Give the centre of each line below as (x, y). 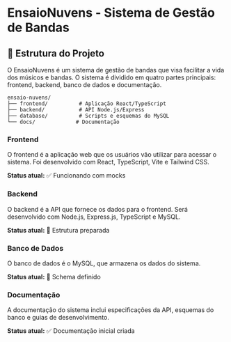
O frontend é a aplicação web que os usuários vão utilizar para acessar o (112, 155)
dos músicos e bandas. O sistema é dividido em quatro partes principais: (112, 77)
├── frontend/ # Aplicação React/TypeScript (87, 104)
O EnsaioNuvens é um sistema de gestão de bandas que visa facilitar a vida (116, 70)
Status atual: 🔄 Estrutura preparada (58, 230)
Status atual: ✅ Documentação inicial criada (71, 331)
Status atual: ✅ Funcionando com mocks (66, 176)
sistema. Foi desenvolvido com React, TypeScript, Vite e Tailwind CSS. (109, 162)
